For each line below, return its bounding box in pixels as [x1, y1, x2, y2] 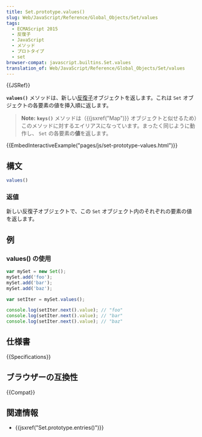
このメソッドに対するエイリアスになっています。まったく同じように [21, 122, 191, 130]
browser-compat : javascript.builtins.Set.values [6, 59, 131, 65]
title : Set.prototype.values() [6, 8, 85, 15]
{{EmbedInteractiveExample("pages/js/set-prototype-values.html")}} [6, 142, 178, 149]
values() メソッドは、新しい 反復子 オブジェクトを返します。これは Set [6, 94, 182, 102]
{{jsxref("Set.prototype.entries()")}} [15, 424, 104, 432]
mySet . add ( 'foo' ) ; [6, 274, 53, 280]
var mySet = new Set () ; [6, 269, 67, 275]
